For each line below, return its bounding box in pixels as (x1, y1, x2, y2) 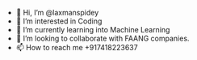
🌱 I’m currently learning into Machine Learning (15, 25, 170, 34)
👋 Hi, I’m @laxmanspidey (15, 8, 99, 17)
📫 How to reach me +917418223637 (15, 43, 139, 52)
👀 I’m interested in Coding (15, 16, 103, 26)
